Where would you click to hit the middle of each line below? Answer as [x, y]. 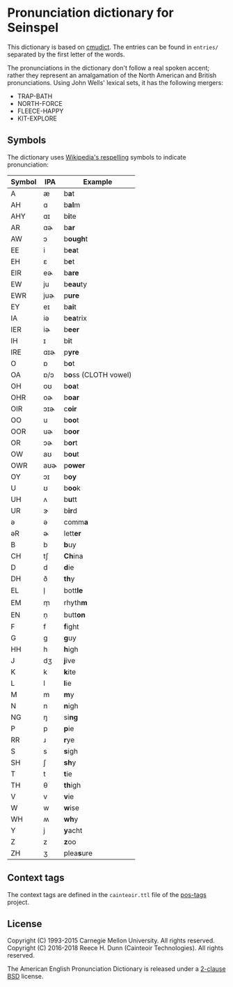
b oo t [71, 420]
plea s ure [78, 853]
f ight [71, 627]
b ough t [76, 238]
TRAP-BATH [35, 96]
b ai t [70, 307]
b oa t [71, 386]
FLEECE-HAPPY [40, 111]
